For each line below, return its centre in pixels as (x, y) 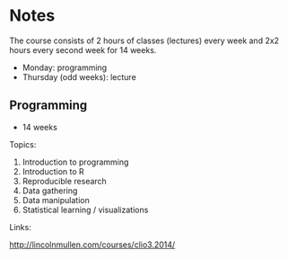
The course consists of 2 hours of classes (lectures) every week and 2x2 (144, 40)
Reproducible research (65, 181)
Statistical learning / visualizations (85, 210)
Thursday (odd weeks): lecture (79, 76)
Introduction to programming (75, 162)
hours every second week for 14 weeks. (83, 49)
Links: (20, 227)
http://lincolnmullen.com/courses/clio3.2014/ (92, 245)
